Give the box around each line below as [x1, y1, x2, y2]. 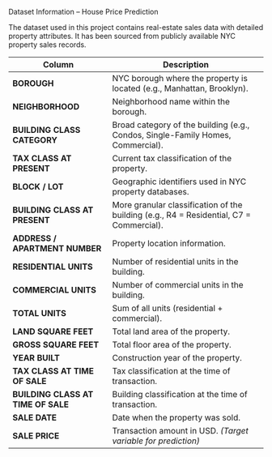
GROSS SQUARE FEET [12, 340, 100, 350]
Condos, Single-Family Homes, [112, 130, 232, 140]
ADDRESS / [12, 233, 57, 244]
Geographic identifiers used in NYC [112, 176, 247, 187]
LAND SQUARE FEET [12, 326, 94, 337]
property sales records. [8, 40, 87, 49]
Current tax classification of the [112, 153, 232, 164]
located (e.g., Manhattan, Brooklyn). [112, 83, 249, 94]
